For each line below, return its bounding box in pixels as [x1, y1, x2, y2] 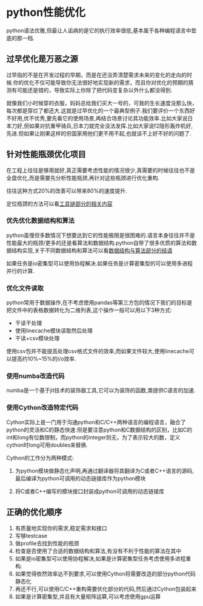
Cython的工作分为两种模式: [6, 454, 74, 461]
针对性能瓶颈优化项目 [6, 150, 86, 160]
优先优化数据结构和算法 [6, 216, 75, 225]
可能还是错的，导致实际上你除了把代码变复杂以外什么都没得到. [16, 86, 173, 94]
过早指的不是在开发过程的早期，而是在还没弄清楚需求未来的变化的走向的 [6, 71, 187, 78]
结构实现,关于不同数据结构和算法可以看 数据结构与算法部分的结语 [11, 247, 173, 254]
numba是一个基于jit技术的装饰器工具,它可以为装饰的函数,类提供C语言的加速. [6, 387, 196, 394]
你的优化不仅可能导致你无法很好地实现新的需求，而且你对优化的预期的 [13, 78, 189, 86]
